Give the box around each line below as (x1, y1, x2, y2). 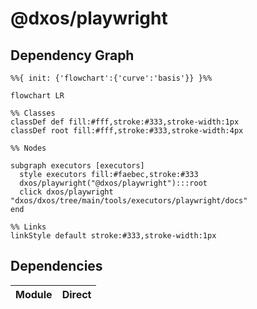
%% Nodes (10, 143, 47, 153)
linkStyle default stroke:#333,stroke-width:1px (10, 231, 217, 241)
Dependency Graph (10, 47, 135, 64)
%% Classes (10, 108, 56, 118)
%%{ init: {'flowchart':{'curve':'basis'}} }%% (10, 73, 213, 83)
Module (15, 287, 53, 301)
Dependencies (10, 258, 103, 275)
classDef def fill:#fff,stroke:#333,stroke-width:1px (10, 117, 240, 127)
